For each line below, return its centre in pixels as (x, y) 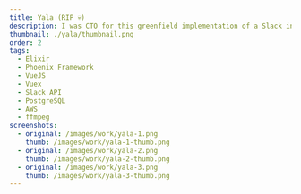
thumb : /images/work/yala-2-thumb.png (98, 159)
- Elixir (34, 59)
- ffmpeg (34, 117)
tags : (19, 51)
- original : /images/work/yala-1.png (88, 134)
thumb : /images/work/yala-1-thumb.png (98, 142)
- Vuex (30, 84)
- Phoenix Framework (56, 68)
